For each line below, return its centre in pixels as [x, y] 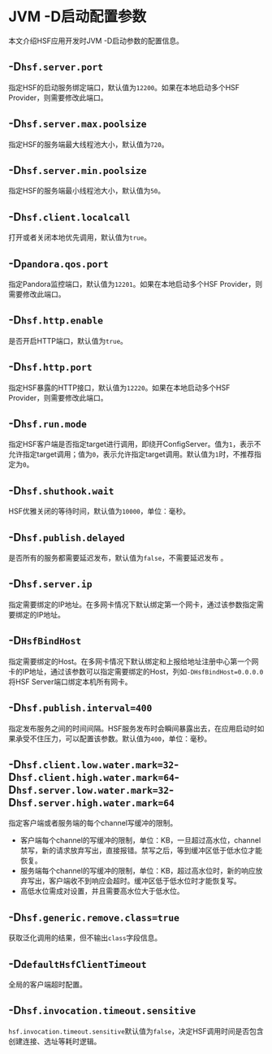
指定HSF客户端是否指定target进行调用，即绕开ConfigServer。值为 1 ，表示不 [135, 445]
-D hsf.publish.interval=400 [80, 708]
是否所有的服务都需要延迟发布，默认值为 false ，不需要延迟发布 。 [118, 558]
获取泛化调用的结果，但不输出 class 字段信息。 [85, 938]
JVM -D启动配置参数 [78, 17]
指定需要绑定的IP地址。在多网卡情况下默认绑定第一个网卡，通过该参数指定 [133, 604]
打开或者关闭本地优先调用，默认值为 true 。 [80, 237]
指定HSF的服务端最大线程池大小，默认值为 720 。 [89, 144]
